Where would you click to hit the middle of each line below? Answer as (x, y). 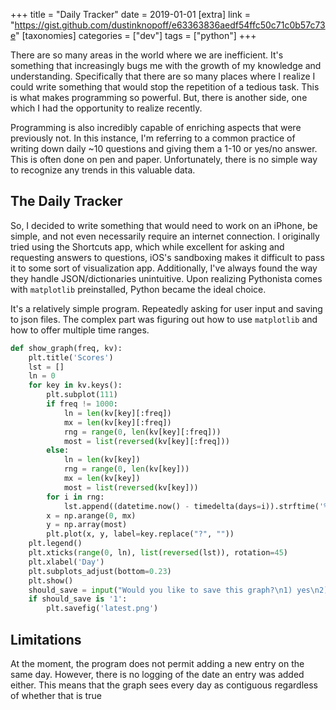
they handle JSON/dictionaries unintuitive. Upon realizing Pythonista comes (166, 278)
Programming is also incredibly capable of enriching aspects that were (156, 127)
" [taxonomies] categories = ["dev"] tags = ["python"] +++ (135, 35)
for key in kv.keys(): (75, 385)
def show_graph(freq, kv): (66, 348)
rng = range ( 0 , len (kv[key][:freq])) (142, 432)
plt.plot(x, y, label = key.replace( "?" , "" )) (140, 534)
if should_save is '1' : (78, 599)
